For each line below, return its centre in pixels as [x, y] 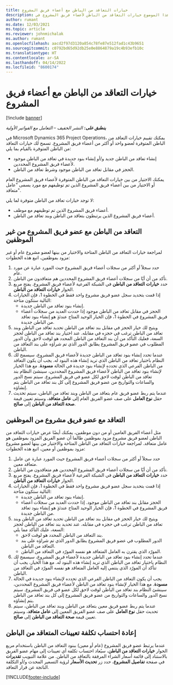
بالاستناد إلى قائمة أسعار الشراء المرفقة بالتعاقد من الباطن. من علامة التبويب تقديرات [86, 656]
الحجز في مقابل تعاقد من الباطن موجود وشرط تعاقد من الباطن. [74, 169]
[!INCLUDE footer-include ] [33, 677]
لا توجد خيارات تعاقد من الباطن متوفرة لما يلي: [50, 200]
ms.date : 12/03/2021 [28, 24]
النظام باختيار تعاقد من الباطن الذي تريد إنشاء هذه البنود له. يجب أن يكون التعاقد [89, 360]
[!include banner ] [24, 118]
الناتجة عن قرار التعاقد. [27, 667]
